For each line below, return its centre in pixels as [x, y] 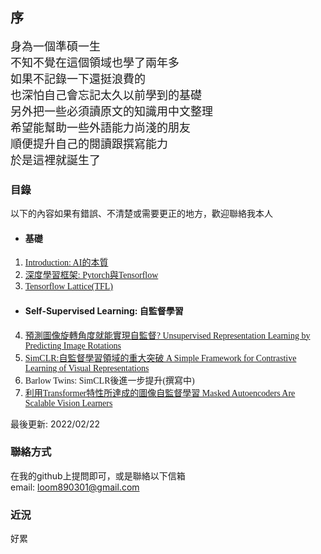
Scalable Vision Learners [68, 403]
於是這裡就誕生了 [55, 160]
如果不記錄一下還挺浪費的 [78, 79]
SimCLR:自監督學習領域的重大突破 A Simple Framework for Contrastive [160, 358]
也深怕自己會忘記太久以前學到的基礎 [106, 95]
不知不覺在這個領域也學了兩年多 [95, 63]
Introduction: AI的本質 [66, 263]
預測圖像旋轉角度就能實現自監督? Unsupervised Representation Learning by [167, 335]
